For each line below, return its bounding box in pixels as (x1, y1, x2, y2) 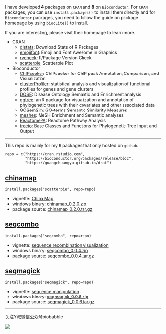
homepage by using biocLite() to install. (5, 20, 88, 26)
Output (19, 128, 34, 134)
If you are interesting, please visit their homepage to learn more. (5, 30, 136, 35)
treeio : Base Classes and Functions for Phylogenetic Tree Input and (19, 123, 157, 129)
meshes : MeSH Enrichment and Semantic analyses (19, 112, 124, 118)
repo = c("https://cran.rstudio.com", (5, 152, 85, 157)
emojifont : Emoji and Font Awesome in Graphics (19, 49, 117, 55)
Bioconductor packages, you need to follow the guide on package (5, 15, 138, 20)
